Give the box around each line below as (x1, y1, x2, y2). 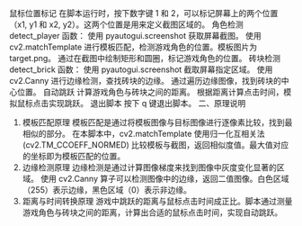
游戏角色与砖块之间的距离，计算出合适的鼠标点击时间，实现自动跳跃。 (22, 207, 283, 218)
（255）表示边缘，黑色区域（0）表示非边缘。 (22, 185, 191, 195)
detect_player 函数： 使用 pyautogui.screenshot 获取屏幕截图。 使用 (9, 31, 262, 41)
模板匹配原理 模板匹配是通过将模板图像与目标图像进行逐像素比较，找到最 (22, 117, 293, 128)
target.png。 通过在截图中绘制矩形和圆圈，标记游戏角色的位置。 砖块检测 (9, 53, 281, 63)
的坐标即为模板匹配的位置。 (22, 151, 126, 161)
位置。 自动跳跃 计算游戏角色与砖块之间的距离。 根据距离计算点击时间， (16, 86, 284, 97)
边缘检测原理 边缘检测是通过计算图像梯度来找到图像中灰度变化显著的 (22, 162, 277, 173)
